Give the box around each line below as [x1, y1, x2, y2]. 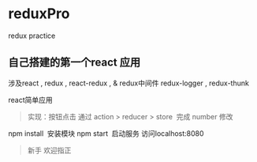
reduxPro [8, 5, 70, 23]
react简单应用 [8, 95, 53, 104]
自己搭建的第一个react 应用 [8, 56, 140, 70]
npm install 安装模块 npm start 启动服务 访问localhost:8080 [8, 128, 204, 138]
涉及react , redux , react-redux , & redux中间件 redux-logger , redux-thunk [8, 78, 250, 88]
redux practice [8, 31, 56, 40]
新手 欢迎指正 [27, 145, 72, 155]
